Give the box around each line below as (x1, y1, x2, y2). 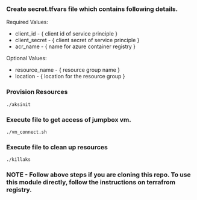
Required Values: (6, 19, 48, 26)
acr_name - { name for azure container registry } (14, 43, 136, 50)
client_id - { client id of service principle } (14, 30, 118, 37)
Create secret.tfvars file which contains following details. (6, 5, 178, 13)
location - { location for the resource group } (14, 73, 125, 80)
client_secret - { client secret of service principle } (14, 37, 140, 44)
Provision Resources (6, 88, 68, 96)
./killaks (6, 157, 31, 163)
